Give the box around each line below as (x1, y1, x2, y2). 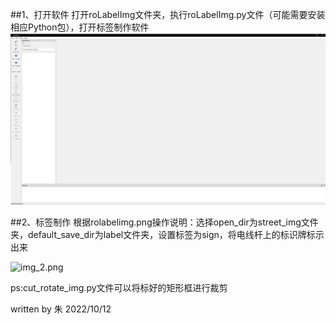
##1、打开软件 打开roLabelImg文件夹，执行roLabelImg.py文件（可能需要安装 (10, 9, 326, 20)
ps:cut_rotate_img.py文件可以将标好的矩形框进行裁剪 (10, 282, 228, 294)
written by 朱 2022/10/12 (10, 303, 112, 315)
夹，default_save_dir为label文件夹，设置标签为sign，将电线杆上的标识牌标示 (10, 229, 325, 241)
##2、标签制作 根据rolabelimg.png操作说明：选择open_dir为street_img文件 (10, 216, 319, 228)
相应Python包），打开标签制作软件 (10, 21, 150, 33)
